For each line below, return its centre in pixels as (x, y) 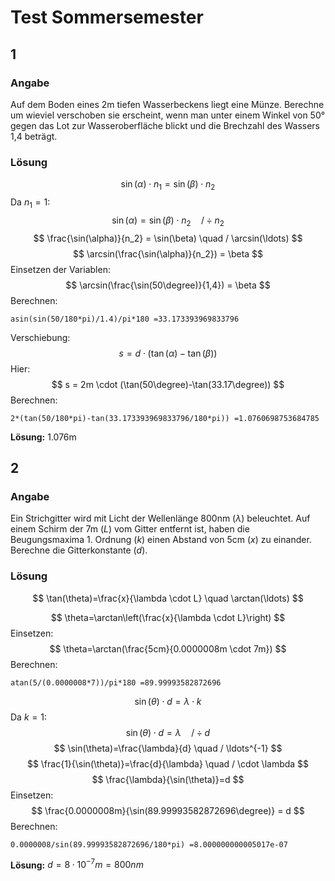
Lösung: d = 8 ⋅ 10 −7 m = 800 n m (77, 864)
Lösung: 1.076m (43, 437)
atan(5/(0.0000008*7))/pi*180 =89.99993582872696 (116, 682)
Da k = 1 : (28, 717)
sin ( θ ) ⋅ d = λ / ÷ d (168, 732)
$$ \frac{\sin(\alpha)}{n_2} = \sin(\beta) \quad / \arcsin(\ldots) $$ (168, 238)
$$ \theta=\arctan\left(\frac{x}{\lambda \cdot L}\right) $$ (168, 617)
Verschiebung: (40, 337)
